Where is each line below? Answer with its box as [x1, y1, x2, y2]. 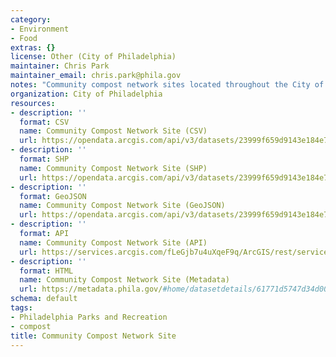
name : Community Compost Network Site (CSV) [19, 126, 208, 136]
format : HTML [19, 266, 74, 276]
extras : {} [10, 42, 56, 53]
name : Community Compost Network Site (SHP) [19, 163, 208, 173]
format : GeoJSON [19, 191, 87, 201]
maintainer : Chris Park [10, 61, 110, 71]
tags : [10, 303, 33, 313]
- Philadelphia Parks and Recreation [10, 312, 168, 322]
